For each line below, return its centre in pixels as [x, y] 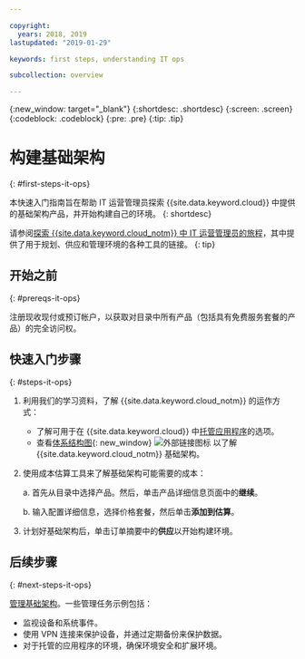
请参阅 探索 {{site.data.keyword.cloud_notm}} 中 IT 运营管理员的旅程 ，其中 [148, 233]
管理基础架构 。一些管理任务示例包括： [81, 603]
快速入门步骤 [45, 359]
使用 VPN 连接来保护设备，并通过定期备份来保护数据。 [124, 634]
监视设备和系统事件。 [62, 623]
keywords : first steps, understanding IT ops [97, 59]
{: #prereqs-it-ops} [45, 298]
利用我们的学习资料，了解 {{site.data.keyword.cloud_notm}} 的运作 [148, 401]
